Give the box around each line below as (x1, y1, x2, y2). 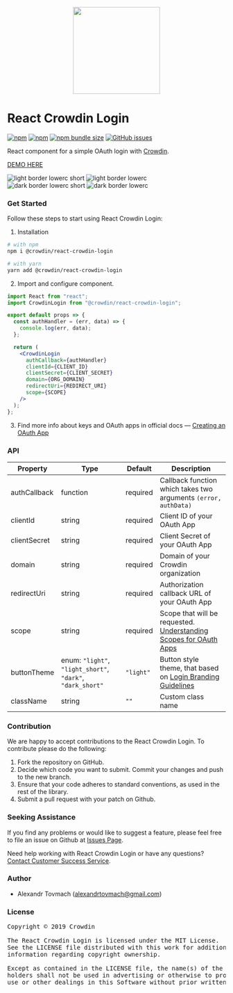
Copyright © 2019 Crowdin (7, 923, 96, 931)
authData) (159, 501, 192, 509)
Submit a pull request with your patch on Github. (17, 795, 156, 803)
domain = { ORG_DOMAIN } (25, 376, 85, 383)
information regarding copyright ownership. (7, 951, 162, 959)
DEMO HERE (7, 160, 44, 168)
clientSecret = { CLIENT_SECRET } (25, 369, 113, 377)
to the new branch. (17, 773, 71, 782)
